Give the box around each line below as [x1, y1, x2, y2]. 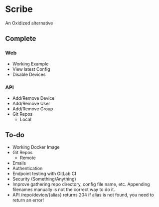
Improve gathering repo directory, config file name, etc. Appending [12, 181, 151, 187]
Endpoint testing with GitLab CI [12, 171, 76, 177]
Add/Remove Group [12, 106, 53, 112]
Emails [12, 160, 26, 166]
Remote [19, 155, 36, 161]
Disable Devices [12, 71, 46, 77]
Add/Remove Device [12, 95, 55, 101]
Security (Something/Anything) [12, 176, 76, 182]
